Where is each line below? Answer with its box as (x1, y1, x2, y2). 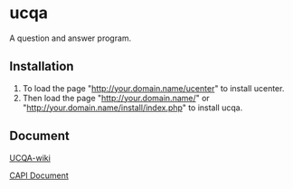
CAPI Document (9, 170, 70, 181)
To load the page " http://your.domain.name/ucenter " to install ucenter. (22, 82, 285, 93)
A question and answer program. (9, 33, 132, 43)
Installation (9, 59, 74, 74)
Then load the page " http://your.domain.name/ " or (22, 92, 210, 103)
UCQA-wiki (9, 152, 52, 163)
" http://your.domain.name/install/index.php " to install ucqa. (22, 102, 243, 113)
